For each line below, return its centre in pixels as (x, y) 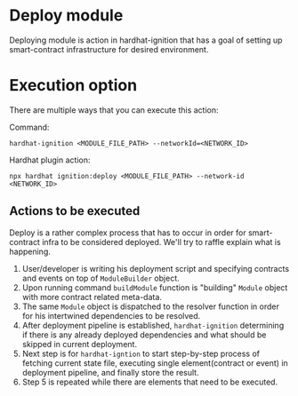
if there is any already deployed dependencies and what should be (144, 335)
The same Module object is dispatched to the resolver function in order (151, 306)
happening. (30, 251)
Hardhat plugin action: (50, 160)
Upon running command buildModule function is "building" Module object (155, 287)
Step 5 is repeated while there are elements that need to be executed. (150, 382)
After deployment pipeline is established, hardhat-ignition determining (153, 325)
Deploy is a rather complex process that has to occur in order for (128, 233)
